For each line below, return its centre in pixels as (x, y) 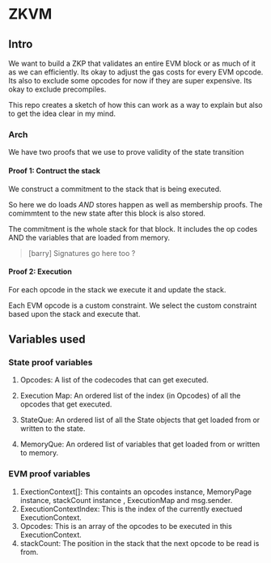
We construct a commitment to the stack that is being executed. (115, 189)
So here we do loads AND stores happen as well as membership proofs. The (135, 204)
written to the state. (53, 429)
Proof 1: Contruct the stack (55, 170)
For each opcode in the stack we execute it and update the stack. (117, 289)
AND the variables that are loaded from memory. (89, 237)
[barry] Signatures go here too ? (82, 253)
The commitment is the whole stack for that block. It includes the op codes (133, 228)
